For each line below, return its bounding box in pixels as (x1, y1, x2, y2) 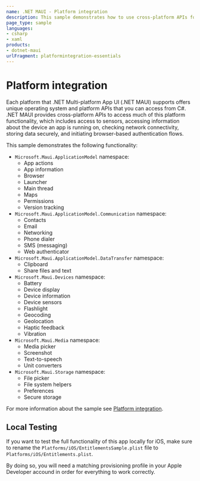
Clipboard (23, 260, 48, 268)
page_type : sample (6, 20, 52, 26)
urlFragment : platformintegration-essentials (6, 53, 121, 59)
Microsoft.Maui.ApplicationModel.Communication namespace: (14, 210, 167, 217)
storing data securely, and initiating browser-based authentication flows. (6, 130, 184, 137)
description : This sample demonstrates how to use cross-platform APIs (6, 14, 187, 20)
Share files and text (23, 267, 71, 274)
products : (6, 42, 31, 48)
